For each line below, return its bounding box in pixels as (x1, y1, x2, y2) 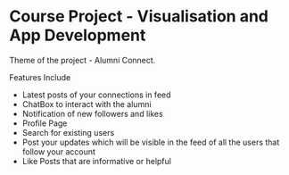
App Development (9, 25, 146, 46)
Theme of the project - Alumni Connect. (9, 54, 156, 65)
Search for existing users (21, 127, 115, 137)
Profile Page (21, 118, 68, 129)
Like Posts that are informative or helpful (21, 155, 172, 166)
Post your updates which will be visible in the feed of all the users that (21, 137, 280, 147)
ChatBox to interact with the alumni (21, 98, 152, 109)
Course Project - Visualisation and (9, 6, 269, 27)
